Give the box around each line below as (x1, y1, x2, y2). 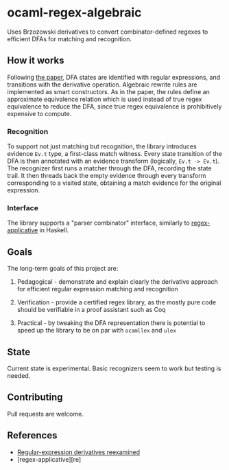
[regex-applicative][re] (16, 455, 82, 463)
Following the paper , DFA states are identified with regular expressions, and (7, 73, 221, 81)
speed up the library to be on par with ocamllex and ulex (16, 326, 177, 335)
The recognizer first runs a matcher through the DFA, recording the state (7, 164, 212, 172)
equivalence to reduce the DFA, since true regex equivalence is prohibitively (7, 102, 222, 111)
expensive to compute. (7, 109, 72, 117)
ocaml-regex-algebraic (7, 5, 142, 21)
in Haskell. (39, 226, 69, 234)
